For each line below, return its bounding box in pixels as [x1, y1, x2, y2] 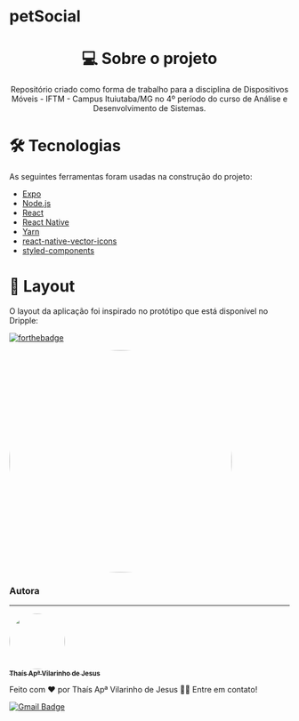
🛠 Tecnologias [9, 136, 122, 156]
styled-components [21, 245, 95, 256]
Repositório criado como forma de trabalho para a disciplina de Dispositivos [10, 84, 289, 95]
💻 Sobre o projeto [81, 49, 218, 68]
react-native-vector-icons [21, 236, 117, 246]
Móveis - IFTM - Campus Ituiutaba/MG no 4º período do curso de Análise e [11, 93, 288, 104]
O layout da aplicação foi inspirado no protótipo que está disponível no [9, 306, 269, 316]
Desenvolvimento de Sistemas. [93, 103, 206, 114]
